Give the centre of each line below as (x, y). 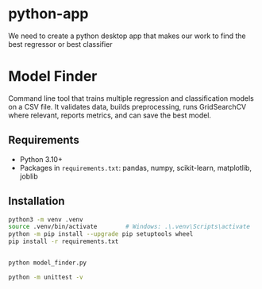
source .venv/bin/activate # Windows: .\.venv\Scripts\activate (129, 227)
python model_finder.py (48, 263)
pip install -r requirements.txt (64, 242)
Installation (37, 201)
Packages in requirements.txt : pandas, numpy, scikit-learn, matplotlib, (136, 168)
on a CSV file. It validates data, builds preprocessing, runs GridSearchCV (127, 106)
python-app (48, 14)
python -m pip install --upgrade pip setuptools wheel (101, 234)
